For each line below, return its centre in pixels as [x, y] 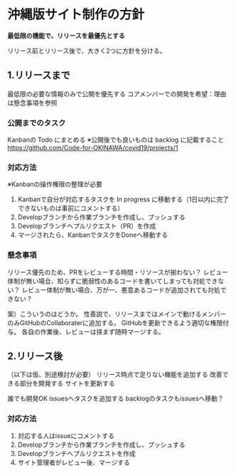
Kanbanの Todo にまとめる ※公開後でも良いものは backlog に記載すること [116, 140]
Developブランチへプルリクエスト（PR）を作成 [87, 226]
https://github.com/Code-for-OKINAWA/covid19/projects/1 [93, 148]
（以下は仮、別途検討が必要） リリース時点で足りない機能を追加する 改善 [115, 375]
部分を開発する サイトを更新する [67, 383]
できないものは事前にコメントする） [71, 208]
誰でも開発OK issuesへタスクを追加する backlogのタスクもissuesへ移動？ [116, 398]
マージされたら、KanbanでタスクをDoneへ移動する [93, 235]
